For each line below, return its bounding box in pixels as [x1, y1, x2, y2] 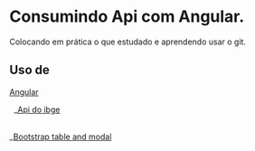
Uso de [9, 62, 50, 78]
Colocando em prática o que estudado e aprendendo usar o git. [9, 36, 247, 47]
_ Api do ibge [13, 104, 61, 115]
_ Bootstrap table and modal [9, 131, 112, 142]
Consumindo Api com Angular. [9, 6, 245, 27]
